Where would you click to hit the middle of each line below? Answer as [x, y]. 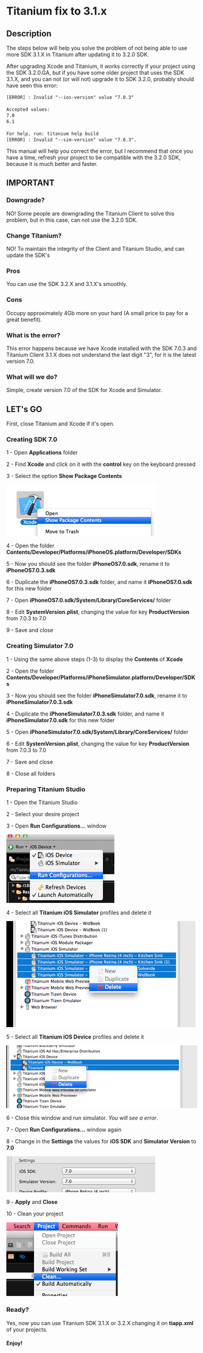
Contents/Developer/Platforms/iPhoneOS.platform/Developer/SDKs [94, 552]
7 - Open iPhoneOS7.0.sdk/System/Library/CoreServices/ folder [89, 600]
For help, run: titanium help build [52, 134]
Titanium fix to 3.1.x [57, 11]
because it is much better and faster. [52, 164]
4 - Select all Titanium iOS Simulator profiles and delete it [79, 913]
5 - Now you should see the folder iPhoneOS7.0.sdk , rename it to [88, 564]
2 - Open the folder [30, 671]
